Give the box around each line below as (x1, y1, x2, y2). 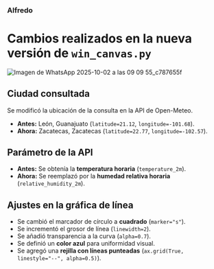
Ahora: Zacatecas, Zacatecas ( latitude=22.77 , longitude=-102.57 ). (16, 126, 208, 135)
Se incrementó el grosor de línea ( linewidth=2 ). (16, 225, 151, 233)
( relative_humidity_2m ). (16, 179, 86, 187)
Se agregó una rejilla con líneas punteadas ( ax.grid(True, (16, 246, 184, 255)
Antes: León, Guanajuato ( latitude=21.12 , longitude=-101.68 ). (16, 119, 195, 128)
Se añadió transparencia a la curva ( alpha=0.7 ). (16, 232, 151, 240)
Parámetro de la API (7, 147, 94, 159)
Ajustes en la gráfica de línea (7, 199, 134, 211)
